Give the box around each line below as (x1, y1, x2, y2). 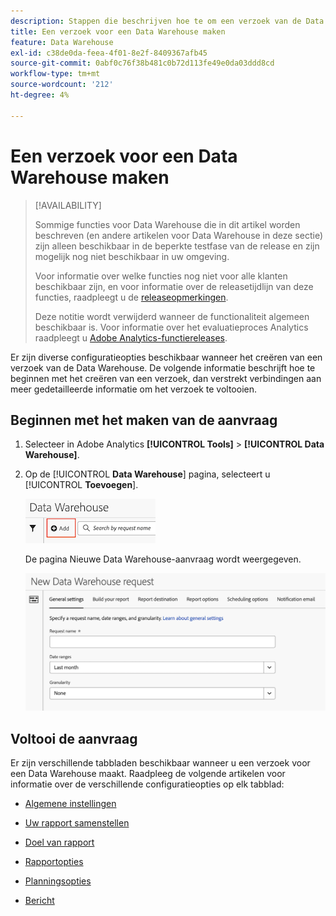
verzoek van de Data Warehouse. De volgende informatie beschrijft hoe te (10, 361, 316, 374)
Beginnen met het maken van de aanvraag (10, 411, 278, 429)
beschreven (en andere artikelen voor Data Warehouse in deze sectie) (34, 229, 324, 241)
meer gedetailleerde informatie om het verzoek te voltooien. (10, 383, 258, 395)
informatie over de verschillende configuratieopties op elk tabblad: (10, 778, 285, 790)
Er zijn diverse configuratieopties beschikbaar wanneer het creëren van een (10, 351, 323, 363)
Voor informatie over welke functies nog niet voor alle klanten (34, 270, 288, 282)
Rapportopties (24, 856, 84, 868)
